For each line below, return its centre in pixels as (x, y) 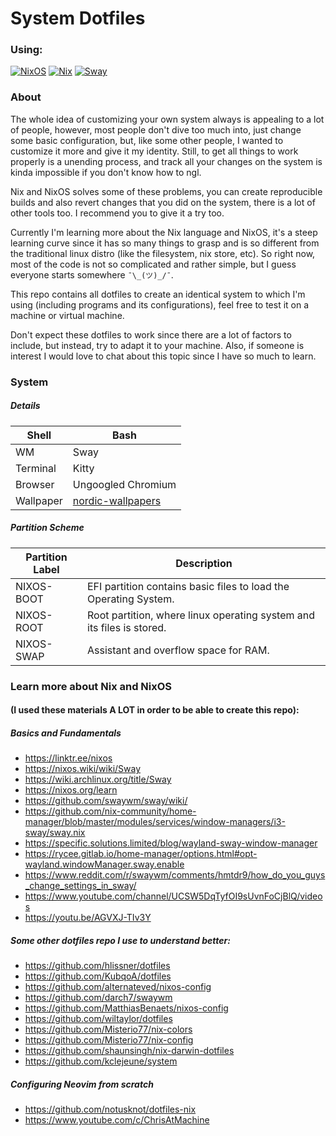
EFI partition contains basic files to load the (188, 586)
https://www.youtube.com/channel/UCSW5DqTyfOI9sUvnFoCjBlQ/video (173, 896)
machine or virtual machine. (67, 315)
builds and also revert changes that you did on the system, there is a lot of (163, 202)
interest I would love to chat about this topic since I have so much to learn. (163, 356)
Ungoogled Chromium (124, 484)
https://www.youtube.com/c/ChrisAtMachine (117, 1120)
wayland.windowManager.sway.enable (104, 864)
